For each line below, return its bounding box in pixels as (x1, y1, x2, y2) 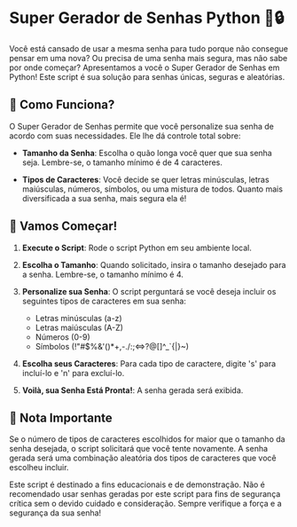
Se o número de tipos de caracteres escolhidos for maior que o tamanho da (9, 434, 285, 444)
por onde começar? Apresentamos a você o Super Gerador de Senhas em (9, 62, 280, 73)
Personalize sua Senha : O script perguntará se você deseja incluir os (21, 286, 277, 296)
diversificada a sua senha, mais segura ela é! (21, 193, 187, 203)
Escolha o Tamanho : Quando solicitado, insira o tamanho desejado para (21, 259, 286, 270)
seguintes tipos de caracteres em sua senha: (21, 295, 186, 306)
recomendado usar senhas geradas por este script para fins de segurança (9, 489, 281, 499)
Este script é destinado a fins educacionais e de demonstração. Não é (9, 479, 266, 490)
